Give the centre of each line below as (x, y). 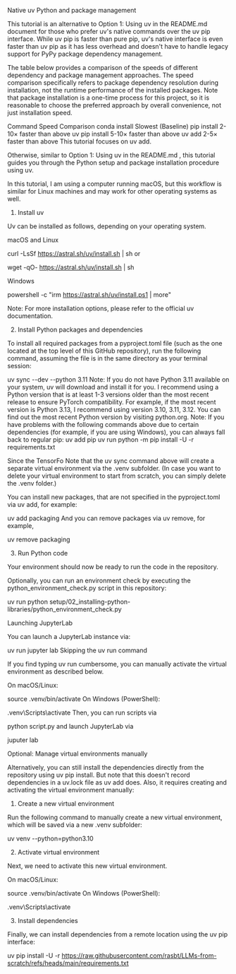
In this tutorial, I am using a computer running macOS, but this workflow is (114, 184)
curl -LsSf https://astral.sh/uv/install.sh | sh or (74, 253)
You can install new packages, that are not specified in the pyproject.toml (114, 497)
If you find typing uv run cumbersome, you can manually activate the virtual (117, 664)
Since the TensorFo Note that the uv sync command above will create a (111, 461)
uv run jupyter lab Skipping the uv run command (77, 650)
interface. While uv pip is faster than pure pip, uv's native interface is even (115, 39)
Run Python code (43, 553)
